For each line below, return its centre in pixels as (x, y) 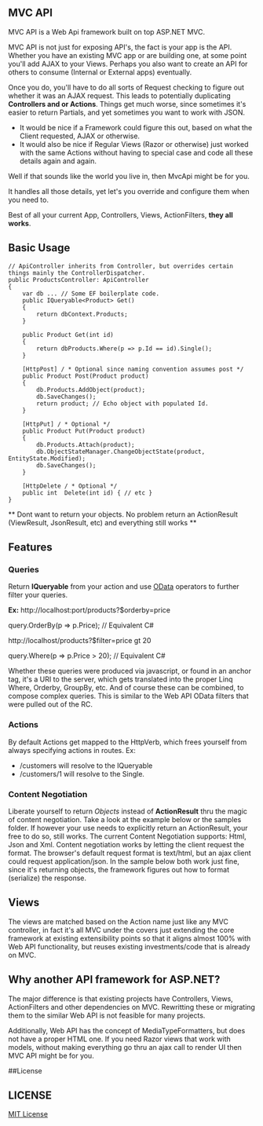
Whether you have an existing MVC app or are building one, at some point (128, 55)
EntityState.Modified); (47, 459)
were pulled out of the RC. (50, 704)
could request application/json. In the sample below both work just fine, (124, 861)
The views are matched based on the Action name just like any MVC (119, 921)
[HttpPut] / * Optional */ (66, 424)
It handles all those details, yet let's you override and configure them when (129, 191)
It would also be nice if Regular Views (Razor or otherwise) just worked (134, 144)
